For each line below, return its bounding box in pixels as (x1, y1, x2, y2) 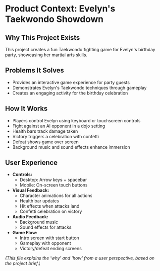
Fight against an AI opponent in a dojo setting (12, 123, 106, 129)
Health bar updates (19, 198, 59, 204)
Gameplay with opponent (19, 240, 71, 246)
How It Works (5, 104, 48, 113)
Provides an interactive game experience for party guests (12, 79, 130, 85)
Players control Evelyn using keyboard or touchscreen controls (12, 117, 141, 123)
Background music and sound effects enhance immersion (12, 144, 130, 150)
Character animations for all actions (19, 192, 93, 199)
